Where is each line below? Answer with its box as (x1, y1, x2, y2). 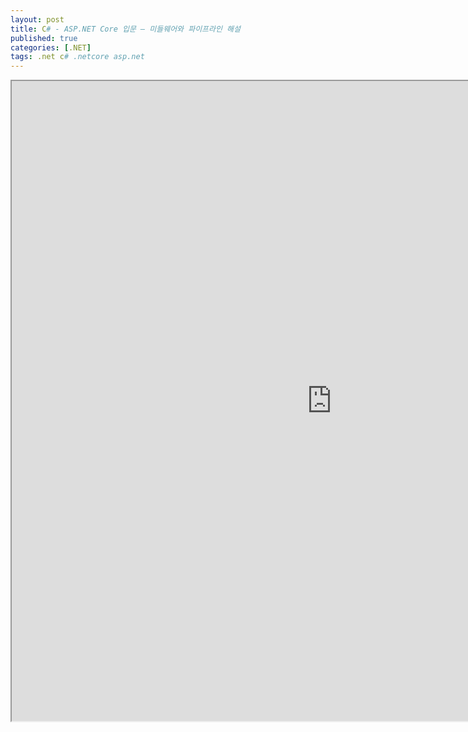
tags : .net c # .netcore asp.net (10, 52, 145, 62)
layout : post (10, 14, 65, 25)
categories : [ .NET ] (10, 42, 92, 53)
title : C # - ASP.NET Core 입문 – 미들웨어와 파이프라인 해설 (10, 24, 241, 34)
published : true (10, 33, 78, 43)
